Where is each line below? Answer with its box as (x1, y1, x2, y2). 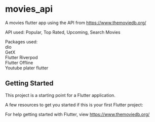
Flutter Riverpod (5, 54, 38, 60)
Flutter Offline (5, 60, 34, 65)
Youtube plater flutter (5, 65, 48, 71)
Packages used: (5, 38, 38, 45)
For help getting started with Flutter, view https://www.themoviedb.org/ (5, 111, 150, 117)
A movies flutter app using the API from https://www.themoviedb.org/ (5, 20, 147, 26)
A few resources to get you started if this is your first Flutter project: (5, 102, 143, 108)
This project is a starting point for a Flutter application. (5, 92, 116, 98)
